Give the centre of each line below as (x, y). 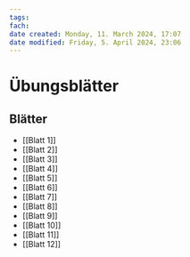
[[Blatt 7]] (40, 197)
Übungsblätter (64, 86)
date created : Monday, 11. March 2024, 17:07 (95, 34)
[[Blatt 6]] (40, 188)
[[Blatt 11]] (41, 235)
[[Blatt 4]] (40, 169)
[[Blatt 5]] (40, 178)
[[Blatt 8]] (40, 206)
